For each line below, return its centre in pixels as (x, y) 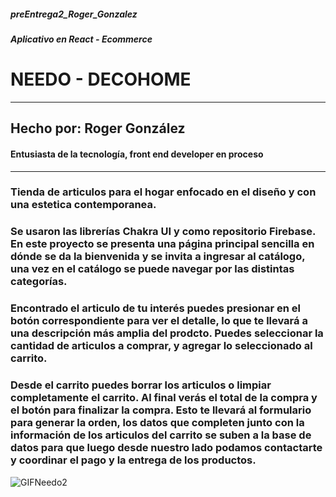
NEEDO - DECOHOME (101, 79)
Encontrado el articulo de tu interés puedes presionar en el (155, 308)
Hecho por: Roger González (98, 128)
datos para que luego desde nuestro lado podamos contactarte (166, 448)
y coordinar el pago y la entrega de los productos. (133, 460)
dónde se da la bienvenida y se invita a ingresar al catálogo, (158, 257)
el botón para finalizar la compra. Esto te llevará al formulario (161, 410)
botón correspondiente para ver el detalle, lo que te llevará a (159, 321)
